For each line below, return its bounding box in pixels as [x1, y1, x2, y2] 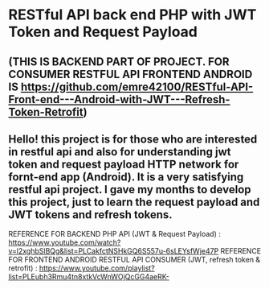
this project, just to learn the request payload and [8, 195, 260, 208]
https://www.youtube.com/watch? [8, 237, 121, 247]
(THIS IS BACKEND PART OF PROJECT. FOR [8, 55, 230, 68]
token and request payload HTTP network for [8, 157, 239, 171]
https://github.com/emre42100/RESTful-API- [20, 80, 254, 93]
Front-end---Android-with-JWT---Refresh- [8, 93, 230, 106]
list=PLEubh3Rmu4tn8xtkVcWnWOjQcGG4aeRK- [8, 272, 170, 282]
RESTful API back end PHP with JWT [8, 6, 257, 24]
